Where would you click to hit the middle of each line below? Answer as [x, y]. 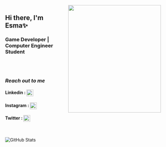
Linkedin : [15, 92]
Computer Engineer [29, 46]
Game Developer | [27, 40]
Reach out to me [25, 81]
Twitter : [14, 118]
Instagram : [17, 105]
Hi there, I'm [24, 18]
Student [15, 52]
